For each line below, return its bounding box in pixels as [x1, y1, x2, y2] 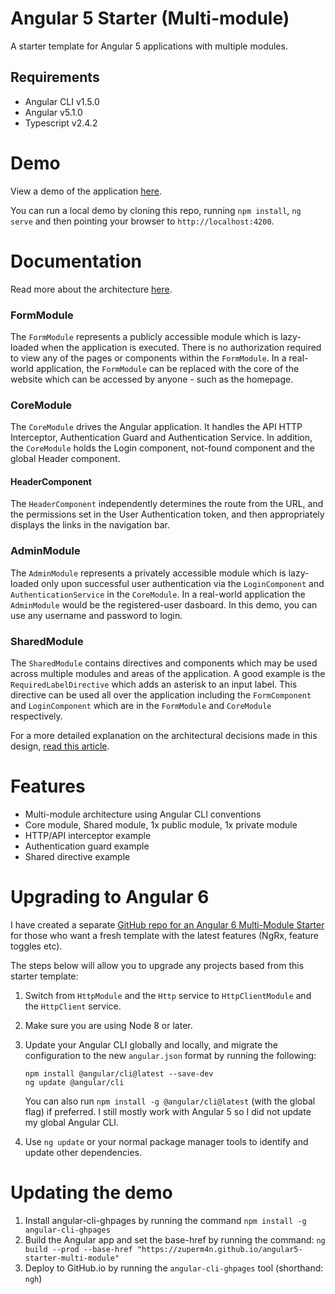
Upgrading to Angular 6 [10, 886, 210, 909]
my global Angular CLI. [24, 1116, 120, 1128]
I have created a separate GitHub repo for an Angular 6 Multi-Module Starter [10, 918, 325, 931]
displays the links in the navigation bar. [10, 519, 170, 531]
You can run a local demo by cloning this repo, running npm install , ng [10, 204, 302, 216]
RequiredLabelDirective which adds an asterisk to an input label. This [10, 678, 298, 691]
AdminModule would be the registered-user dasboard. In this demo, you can [10, 598, 318, 611]
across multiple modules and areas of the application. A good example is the [10, 668, 326, 680]
